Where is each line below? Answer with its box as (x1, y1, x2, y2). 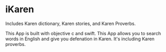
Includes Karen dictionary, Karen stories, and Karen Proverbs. (5, 20, 136, 27)
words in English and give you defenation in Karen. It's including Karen (5, 36, 155, 42)
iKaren (5, 4, 34, 15)
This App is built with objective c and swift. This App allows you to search (5, 30, 161, 36)
